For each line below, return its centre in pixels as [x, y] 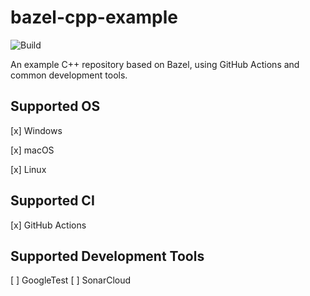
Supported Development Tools [107, 256]
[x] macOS [32, 150]
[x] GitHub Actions [48, 225]
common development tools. [69, 75]
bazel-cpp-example [94, 17]
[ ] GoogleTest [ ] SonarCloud [71, 280]
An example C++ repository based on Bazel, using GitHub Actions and [155, 64]
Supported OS [55, 106]
